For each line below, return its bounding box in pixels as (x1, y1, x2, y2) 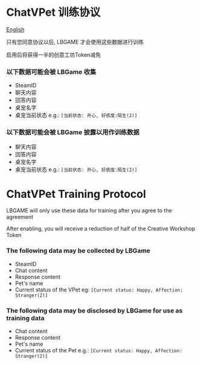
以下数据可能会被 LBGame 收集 (6, 68, 97, 76)
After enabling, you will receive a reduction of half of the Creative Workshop (6, 225, 196, 232)
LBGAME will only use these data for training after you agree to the (6, 207, 172, 214)
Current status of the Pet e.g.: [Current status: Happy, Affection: (14, 347, 183, 354)
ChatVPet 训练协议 (6, 5, 101, 19)
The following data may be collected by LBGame (6, 247, 151, 255)
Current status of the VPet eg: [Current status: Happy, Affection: (14, 286, 183, 293)
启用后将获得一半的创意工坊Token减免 (6, 51, 101, 58)
